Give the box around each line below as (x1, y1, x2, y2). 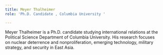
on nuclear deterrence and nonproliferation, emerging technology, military (5, 39, 154, 45)
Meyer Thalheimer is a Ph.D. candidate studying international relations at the (5, 29, 158, 35)
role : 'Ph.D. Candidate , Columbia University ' (5, 12, 106, 16)
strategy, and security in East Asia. (5, 44, 74, 50)
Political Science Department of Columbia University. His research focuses (5, 34, 155, 40)
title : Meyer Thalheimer (5, 7, 55, 12)
